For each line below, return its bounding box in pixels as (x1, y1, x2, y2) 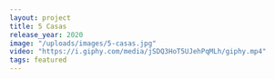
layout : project (9, 13, 71, 23)
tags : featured (9, 55, 67, 64)
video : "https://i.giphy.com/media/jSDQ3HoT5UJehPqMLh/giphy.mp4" (9, 47, 267, 56)
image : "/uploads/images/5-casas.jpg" (9, 38, 157, 48)
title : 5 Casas (9, 22, 67, 31)
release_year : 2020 (9, 30, 84, 39)
